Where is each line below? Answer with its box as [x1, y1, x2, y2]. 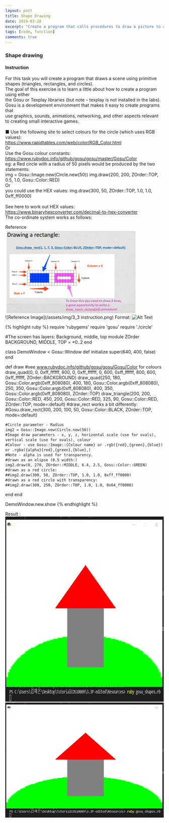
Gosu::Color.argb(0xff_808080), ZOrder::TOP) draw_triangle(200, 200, [5, 391, 151, 397]
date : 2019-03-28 [5, 19, 42, 24]
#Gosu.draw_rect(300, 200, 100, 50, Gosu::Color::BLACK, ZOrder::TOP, [5, 407, 152, 413]
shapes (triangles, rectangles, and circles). [5, 81, 94, 87]
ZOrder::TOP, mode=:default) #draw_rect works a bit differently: [5, 401, 138, 407]
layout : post [5, 8, 33, 13]
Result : [5, 511, 21, 517]
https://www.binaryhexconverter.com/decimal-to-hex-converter [5, 209, 138, 215]
